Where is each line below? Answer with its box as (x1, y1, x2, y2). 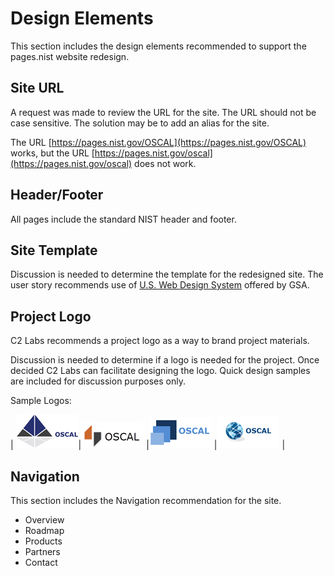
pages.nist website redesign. (10, 50, 130, 62)
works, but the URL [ (10, 147, 95, 159)
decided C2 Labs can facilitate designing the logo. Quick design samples (10, 365, 311, 377)
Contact (24, 557, 58, 568)
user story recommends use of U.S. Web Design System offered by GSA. (10, 279, 310, 291)
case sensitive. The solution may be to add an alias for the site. (10, 117, 270, 129)
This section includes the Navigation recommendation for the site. (10, 495, 282, 506)
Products (24, 535, 63, 547)
